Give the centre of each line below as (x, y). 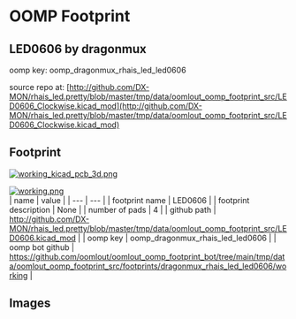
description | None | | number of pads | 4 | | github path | (113, 209)
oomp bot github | (42, 247)
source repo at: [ (39, 87)
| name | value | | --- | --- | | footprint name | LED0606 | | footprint (129, 200)
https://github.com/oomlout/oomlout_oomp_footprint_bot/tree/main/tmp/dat (147, 256)
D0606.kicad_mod (43, 238)
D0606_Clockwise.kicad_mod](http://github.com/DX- (106, 106)
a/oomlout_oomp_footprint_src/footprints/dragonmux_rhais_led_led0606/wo (148, 266)
